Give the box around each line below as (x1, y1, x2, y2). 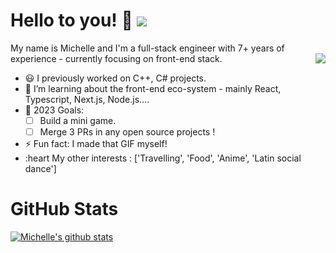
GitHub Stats (10, 198, 119, 221)
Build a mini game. (39, 114, 117, 126)
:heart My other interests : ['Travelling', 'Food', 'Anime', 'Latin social (24, 152, 302, 164)
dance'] (24, 163, 57, 175)
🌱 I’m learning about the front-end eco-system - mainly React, (24, 82, 282, 94)
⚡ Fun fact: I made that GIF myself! (24, 138, 168, 150)
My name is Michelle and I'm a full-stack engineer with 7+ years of (10, 42, 285, 54)
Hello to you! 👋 (10, 9, 133, 32)
